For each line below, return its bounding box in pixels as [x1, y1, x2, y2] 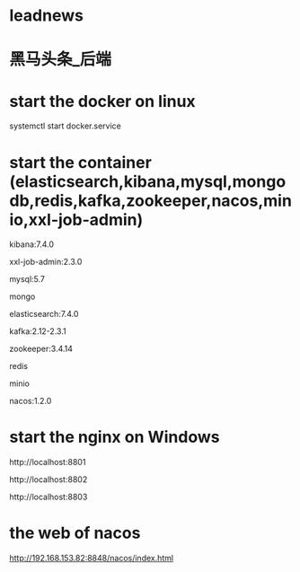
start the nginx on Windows [9, 427, 220, 447]
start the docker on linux [9, 91, 196, 111]
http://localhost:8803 [9, 491, 88, 503]
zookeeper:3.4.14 [9, 343, 74, 355]
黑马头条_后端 [9, 49, 112, 70]
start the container [9, 152, 153, 172]
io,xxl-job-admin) [9, 209, 144, 230]
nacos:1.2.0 [9, 396, 52, 407]
